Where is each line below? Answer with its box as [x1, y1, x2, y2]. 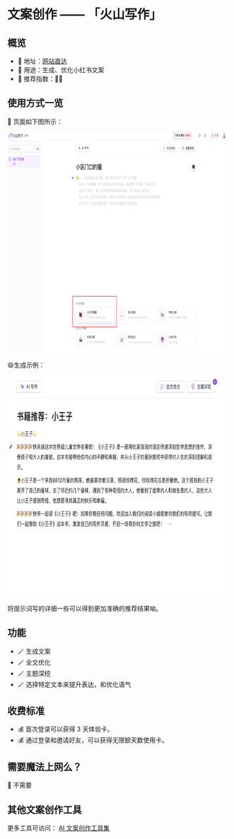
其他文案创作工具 [7, 804, 82, 816]
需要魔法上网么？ [7, 761, 82, 773]
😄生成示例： [7, 360, 45, 369]
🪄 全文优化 [17, 658, 51, 667]
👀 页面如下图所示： [7, 117, 64, 126]
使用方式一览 [7, 97, 64, 110]
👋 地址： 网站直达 [17, 57, 67, 65]
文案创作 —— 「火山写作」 [7, 6, 163, 23]
